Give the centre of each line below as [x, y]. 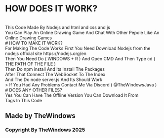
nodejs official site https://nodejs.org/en [46, 53]
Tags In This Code [24, 100]
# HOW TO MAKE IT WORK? [34, 43]
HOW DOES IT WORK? [51, 9]
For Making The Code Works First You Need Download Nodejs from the [78, 48]
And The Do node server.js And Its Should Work [54, 80]
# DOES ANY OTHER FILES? [34, 90]
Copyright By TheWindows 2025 [45, 130]
